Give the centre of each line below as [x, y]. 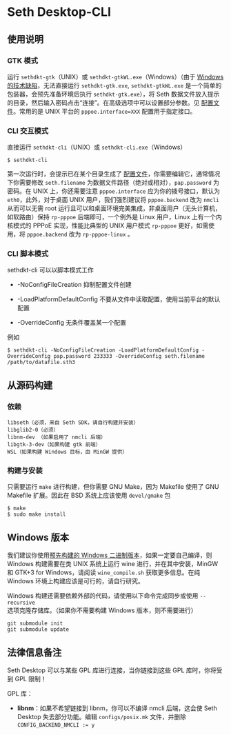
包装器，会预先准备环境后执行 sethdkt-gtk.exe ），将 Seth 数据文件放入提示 [113, 94]
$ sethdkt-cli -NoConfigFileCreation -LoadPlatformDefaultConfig [103, 350]
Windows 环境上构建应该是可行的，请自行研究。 [76, 581]
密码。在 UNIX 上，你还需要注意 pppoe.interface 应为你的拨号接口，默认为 [114, 191]
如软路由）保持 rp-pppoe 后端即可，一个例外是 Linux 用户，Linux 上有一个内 [114, 217]
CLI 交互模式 [28, 130]
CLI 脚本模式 [28, 254]
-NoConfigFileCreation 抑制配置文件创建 [74, 285]
